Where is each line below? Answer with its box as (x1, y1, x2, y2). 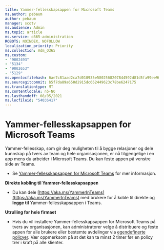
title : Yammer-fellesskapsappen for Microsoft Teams (5, 7, 115, 12)
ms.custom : (5, 52, 27, 58)
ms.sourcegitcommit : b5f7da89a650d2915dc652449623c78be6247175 (5, 80, 137, 84)
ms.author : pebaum (5, 12, 42, 17)
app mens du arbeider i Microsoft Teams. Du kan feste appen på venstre (5, 156, 151, 162)
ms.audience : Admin (5, 25, 45, 30)
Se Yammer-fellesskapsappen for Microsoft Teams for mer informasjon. (12, 170, 157, 176)
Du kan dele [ (12, 189, 40, 195)
